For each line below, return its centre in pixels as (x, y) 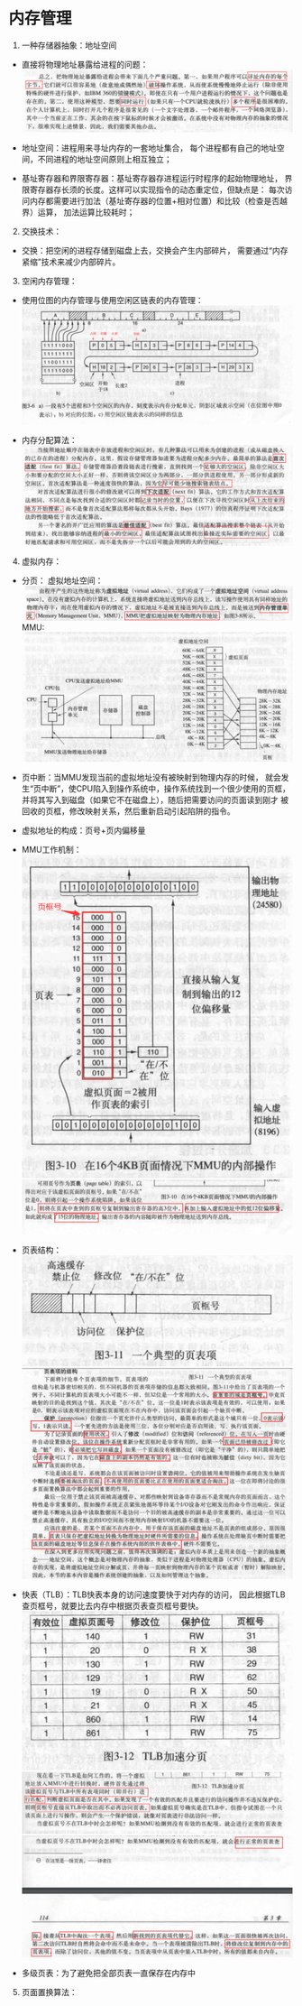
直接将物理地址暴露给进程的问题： (85, 64)
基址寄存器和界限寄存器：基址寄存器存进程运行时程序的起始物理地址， (152, 179)
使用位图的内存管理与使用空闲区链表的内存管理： (112, 300)
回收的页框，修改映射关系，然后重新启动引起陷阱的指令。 (128, 811)
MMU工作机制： (51, 849)
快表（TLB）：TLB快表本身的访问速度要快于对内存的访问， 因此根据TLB (153, 1595)
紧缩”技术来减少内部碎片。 (71, 262)
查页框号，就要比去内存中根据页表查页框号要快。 (112, 1606)
